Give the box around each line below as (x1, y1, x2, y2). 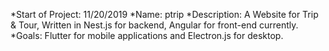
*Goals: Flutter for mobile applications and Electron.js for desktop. (10, 30, 284, 41)
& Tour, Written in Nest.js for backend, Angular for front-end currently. (10, 19, 299, 31)
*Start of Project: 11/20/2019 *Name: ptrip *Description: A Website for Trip (10, 9, 319, 20)
